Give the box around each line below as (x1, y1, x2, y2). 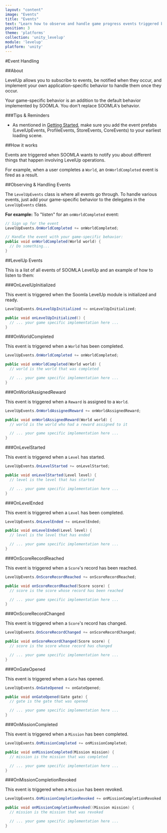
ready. (5, 297, 18, 303)
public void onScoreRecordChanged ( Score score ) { (5, 639, 110, 644)
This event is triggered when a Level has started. (5, 454, 105, 460)
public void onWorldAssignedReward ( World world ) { (5, 417, 112, 422)
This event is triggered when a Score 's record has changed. (5, 620, 127, 626)
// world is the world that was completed (9, 366, 99, 372)
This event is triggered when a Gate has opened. (5, 675, 104, 681)
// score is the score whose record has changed (9, 644, 112, 649)
